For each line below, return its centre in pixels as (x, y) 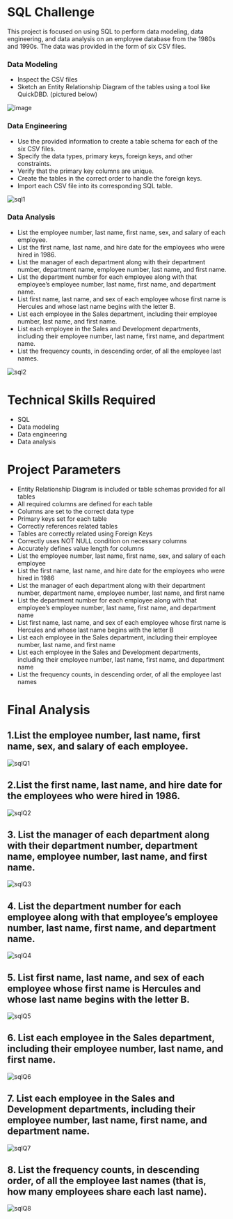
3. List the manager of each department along (109, 834)
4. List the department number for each (94, 906)
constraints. (34, 163)
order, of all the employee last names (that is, (107, 1180)
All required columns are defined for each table (85, 503)
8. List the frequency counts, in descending (103, 1170)
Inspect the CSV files (47, 79)
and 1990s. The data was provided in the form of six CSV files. (97, 46)
